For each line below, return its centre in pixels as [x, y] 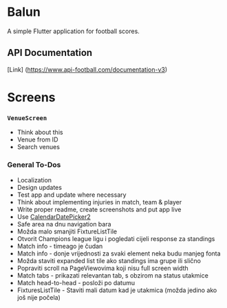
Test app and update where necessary [72, 195]
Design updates [39, 187]
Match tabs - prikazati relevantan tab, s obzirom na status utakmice [112, 275]
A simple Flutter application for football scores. [73, 31]
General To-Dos [34, 165]
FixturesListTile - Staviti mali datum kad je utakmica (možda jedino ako [117, 290]
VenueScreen [27, 118]
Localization [34, 180]
